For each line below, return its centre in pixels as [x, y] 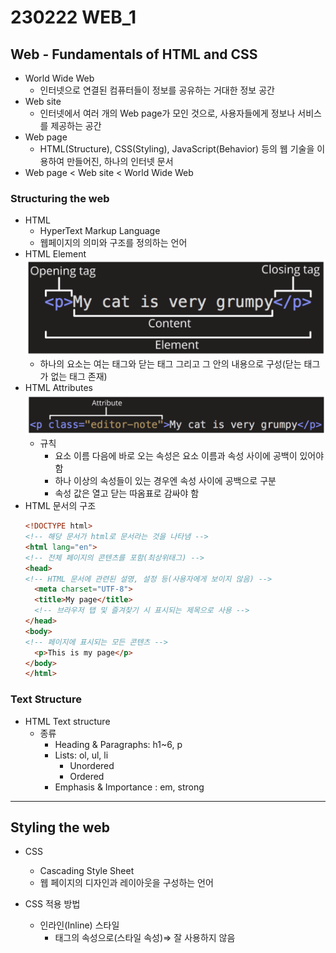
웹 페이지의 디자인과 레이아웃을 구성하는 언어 [126, 883]
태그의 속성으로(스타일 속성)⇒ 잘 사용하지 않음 [145, 938]
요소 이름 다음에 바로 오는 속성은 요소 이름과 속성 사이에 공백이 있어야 [189, 456]
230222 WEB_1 [73, 17]
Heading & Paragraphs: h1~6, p [118, 744]
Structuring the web [60, 198]
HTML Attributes [58, 388]
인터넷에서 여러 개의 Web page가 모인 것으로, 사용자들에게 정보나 [167, 113]
